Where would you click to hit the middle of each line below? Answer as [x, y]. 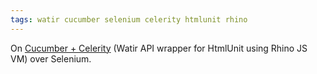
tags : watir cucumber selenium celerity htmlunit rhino [129, 19]
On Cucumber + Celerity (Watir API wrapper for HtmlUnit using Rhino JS [159, 48]
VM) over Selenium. [51, 58]
